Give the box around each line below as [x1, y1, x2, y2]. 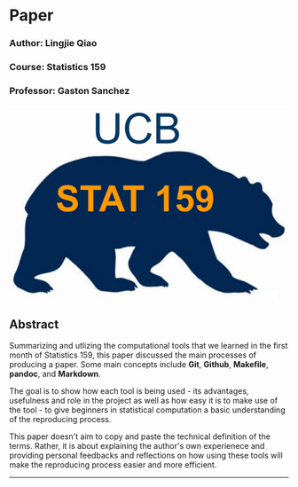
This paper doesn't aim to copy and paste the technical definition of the [9, 431, 271, 442]
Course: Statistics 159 [9, 61, 106, 74]
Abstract [9, 317, 59, 332]
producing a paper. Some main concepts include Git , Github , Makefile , [9, 359, 269, 370]
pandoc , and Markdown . [9, 369, 101, 380]
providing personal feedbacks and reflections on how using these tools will [9, 450, 284, 461]
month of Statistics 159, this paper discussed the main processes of [9, 350, 257, 360]
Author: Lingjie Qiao [9, 37, 98, 50]
